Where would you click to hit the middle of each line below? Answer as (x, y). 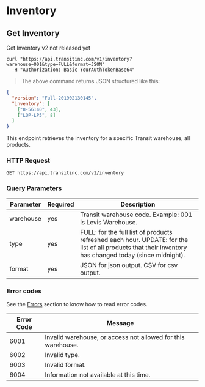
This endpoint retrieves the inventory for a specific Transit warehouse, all (98, 138)
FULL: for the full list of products (126, 232)
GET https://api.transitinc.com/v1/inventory (65, 173)
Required (61, 204)
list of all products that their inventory (134, 247)
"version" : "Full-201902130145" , (54, 98)
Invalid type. (63, 355)
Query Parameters (34, 188)
